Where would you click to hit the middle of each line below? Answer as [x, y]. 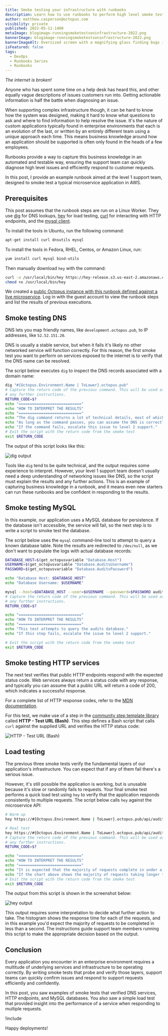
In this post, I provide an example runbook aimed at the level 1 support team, [84, 177]
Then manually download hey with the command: [55, 268]
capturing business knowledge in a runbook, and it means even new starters [84, 487]
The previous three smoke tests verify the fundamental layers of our [75, 764]
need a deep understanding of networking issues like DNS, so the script [79, 476]
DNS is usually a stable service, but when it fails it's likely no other [73, 345]
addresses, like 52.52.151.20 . [35, 335]
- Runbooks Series [29, 61]
